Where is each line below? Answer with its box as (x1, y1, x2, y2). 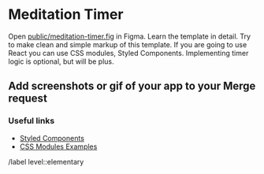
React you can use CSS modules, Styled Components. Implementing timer (8, 48, 249, 57)
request (8, 92, 47, 106)
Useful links (8, 116, 55, 127)
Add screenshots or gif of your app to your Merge (8, 80, 256, 93)
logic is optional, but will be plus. (8, 57, 114, 66)
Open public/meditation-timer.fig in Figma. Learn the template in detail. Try (8, 31, 251, 41)
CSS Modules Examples (19, 142, 98, 151)
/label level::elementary (8, 157, 84, 166)
